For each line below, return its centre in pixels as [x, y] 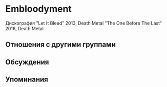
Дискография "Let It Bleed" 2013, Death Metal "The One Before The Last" [84, 23]
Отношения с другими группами [61, 45]
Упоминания [27, 80]
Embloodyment [38, 9]
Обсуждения [27, 62]
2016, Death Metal [25, 28]
